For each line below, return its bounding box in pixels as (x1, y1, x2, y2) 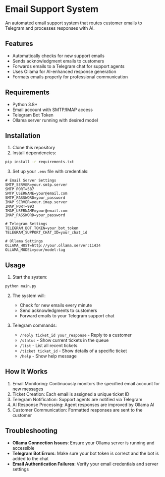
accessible (12, 445, 35, 451)
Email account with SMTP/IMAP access (12, 107, 93, 113)
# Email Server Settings (5, 178, 56, 183)
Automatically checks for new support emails (12, 53, 105, 59)
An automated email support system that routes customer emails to (5, 20, 143, 26)
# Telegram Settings (5, 222, 48, 227)
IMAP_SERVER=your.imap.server (5, 200, 68, 205)
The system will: (12, 293, 46, 298)
